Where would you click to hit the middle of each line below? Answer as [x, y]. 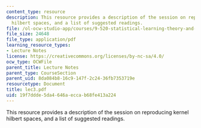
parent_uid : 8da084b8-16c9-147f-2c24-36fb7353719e [71, 78]
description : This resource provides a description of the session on [96, 17]
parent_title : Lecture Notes [42, 67]
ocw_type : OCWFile [29, 62]
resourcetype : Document [36, 84]
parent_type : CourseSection [41, 73]
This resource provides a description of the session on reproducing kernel [98, 112]
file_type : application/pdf [41, 39]
